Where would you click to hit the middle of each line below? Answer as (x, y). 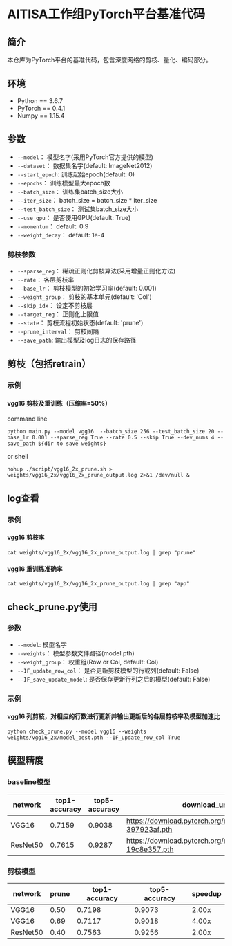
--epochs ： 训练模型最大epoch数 (64, 183)
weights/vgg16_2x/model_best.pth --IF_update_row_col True (94, 738)
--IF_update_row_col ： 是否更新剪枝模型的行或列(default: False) (108, 670)
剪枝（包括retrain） (49, 364)
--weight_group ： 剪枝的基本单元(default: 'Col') (84, 297)
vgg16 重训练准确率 (35, 569)
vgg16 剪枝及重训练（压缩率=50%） (59, 403)
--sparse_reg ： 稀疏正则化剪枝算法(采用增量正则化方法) (96, 271)
